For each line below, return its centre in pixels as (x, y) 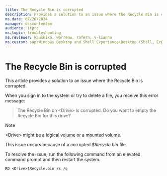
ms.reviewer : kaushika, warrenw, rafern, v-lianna (59, 38)
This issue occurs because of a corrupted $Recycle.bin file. (66, 144)
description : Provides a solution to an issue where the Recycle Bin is (82, 14)
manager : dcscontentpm (29, 24)
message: (15, 100)
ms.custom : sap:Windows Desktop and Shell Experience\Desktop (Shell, (80, 42)
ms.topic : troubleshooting (33, 33)
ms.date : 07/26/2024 (27, 19)
